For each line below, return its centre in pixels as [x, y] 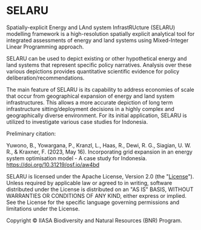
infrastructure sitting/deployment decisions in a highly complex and [90, 109]
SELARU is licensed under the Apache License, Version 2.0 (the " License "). [100, 176]
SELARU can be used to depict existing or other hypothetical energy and [97, 58]
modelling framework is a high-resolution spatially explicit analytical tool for [100, 33]
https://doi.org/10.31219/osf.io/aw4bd [53, 164]
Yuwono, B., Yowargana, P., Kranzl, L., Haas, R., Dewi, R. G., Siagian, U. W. [99, 145]
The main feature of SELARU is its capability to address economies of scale [100, 89]
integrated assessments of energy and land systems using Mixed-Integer [97, 40]
